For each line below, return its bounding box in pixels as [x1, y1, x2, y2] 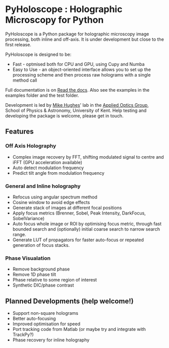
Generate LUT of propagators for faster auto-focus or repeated [12, 237, 144, 243]
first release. [5, 41, 32, 47]
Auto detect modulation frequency [12, 165, 84, 171]
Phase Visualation [5, 254, 51, 261]
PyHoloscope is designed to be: [5, 51, 72, 57]
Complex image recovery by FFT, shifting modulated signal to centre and [12, 154, 164, 160]
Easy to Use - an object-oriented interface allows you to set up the [12, 66, 151, 73]
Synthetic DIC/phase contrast [12, 282, 74, 288]
